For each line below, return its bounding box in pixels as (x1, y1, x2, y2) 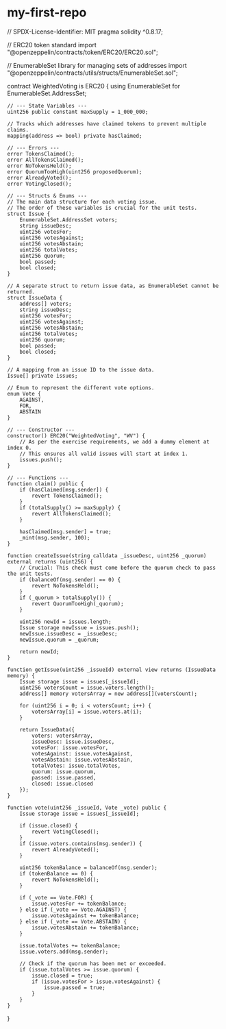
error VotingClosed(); (7, 180, 72, 187)
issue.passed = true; (43, 984, 106, 991)
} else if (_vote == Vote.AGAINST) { (19, 906, 127, 913)
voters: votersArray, (32, 732, 94, 739)
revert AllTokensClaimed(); (32, 510, 112, 517)
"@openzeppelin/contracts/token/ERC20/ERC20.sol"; (7, 48, 159, 56)
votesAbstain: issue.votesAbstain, (32, 756, 134, 763)
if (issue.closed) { (19, 822, 78, 829)
